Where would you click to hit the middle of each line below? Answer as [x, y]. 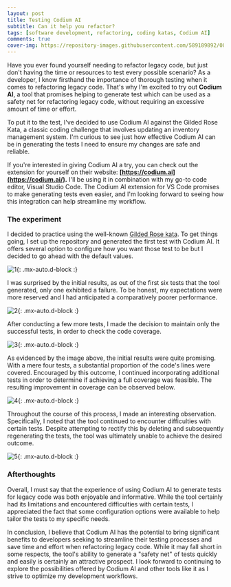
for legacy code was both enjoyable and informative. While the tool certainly [115, 497]
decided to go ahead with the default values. [70, 256]
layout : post [26, 13]
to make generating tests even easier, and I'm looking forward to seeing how [115, 194]
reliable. [19, 151]
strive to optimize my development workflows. [73, 576]
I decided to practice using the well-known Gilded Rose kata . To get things [113, 234]
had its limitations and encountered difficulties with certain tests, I [100, 504]
